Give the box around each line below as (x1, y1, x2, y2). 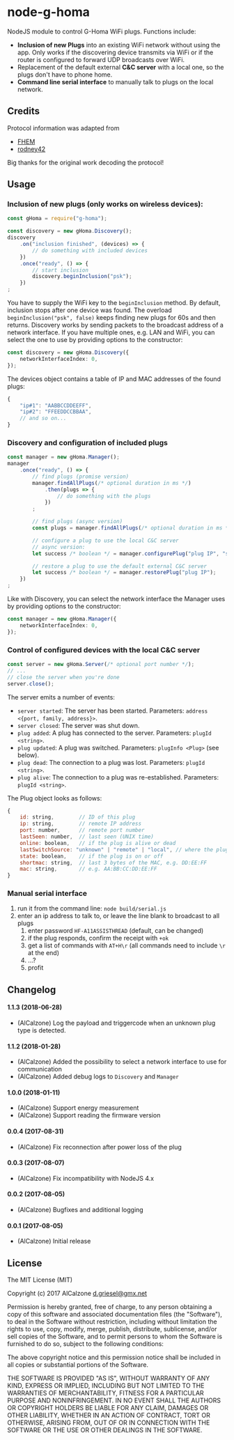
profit (27, 963, 44, 972)
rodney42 (17, 144, 46, 153)
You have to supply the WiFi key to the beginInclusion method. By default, (7, 299, 221, 307)
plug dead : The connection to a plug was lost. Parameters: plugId (17, 758, 205, 766)
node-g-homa (7, 4, 91, 20)
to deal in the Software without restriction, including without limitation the (7, 1317, 217, 1326)
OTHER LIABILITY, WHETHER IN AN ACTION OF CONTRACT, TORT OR (7, 1411, 210, 1420)
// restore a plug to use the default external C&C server (32, 562, 208, 570)
